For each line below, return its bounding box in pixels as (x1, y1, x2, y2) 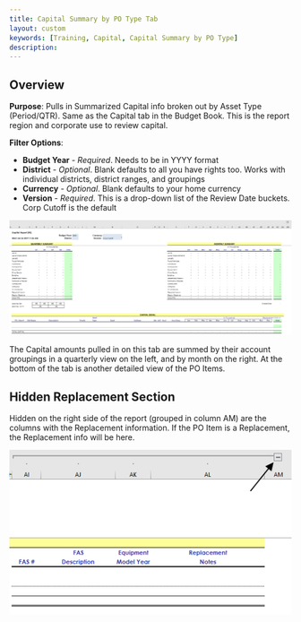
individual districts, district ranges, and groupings (21, 174, 206, 185)
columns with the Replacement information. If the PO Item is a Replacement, (9, 422, 290, 434)
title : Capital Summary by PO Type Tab (9, 14, 159, 23)
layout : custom (9, 23, 66, 33)
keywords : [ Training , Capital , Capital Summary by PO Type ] (9, 33, 239, 42)
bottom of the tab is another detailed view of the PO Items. (9, 363, 226, 374)
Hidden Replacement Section (9, 389, 176, 404)
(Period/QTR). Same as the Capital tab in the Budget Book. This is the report (9, 110, 290, 121)
